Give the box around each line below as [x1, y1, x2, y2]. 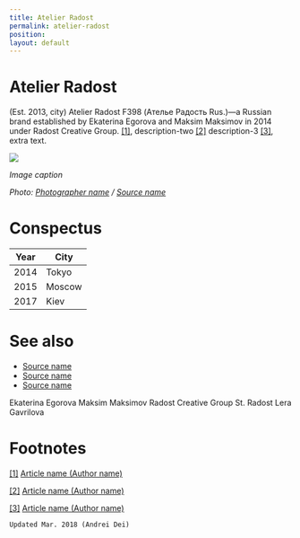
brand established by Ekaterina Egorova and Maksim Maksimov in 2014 [9, 116, 272, 127]
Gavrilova [9, 407, 45, 418]
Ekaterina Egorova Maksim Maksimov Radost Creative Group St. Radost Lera [9, 397, 292, 409]
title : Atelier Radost [9, 13, 94, 22]
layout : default [9, 38, 70, 48]
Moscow [46, 280, 82, 293]
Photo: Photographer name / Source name [9, 187, 167, 198]
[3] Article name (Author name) [9, 503, 124, 513]
